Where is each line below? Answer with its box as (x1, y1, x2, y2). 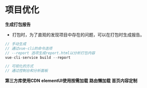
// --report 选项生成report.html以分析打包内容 (5, 51, 95, 55)
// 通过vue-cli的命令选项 (5, 46, 53, 51)
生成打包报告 (5, 21, 31, 27)
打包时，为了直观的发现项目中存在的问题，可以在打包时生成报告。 (12, 32, 145, 37)
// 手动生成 (5, 41, 27, 46)
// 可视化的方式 (5, 64, 34, 69)
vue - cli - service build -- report (5, 55, 71, 60)
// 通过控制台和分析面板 (5, 69, 48, 73)
